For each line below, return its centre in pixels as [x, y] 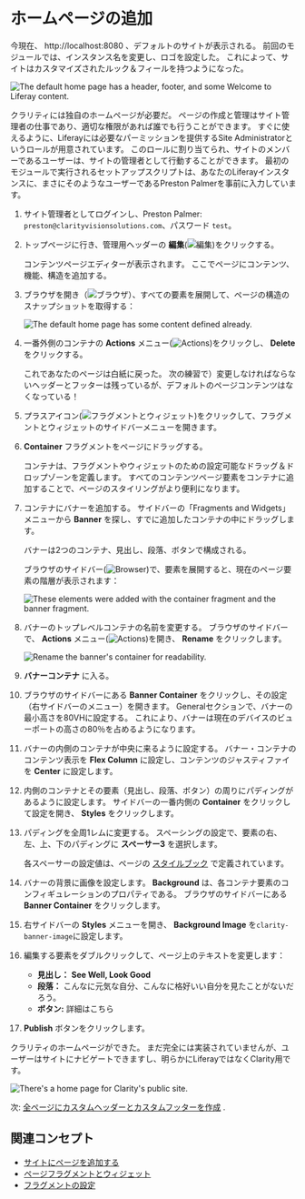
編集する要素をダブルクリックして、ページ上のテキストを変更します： [154, 955]
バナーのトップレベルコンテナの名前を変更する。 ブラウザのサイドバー [156, 627]
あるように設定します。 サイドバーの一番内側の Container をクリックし [157, 801]
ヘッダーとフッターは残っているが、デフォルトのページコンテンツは [158, 385]
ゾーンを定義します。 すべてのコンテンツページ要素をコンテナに [167, 477]
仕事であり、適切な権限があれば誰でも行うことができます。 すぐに [158, 126]
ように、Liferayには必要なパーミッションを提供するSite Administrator [155, 137]
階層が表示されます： [79, 580]
